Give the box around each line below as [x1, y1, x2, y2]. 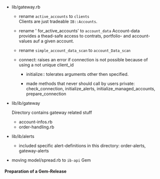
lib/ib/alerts [11, 134, 34, 139]
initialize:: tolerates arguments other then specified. [26, 71, 129, 77]
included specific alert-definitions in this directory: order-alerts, [18, 143, 146, 149]
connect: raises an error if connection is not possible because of [18, 57, 148, 62]
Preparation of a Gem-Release [4, 168, 67, 174]
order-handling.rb [18, 124, 54, 130]
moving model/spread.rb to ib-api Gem [11, 157, 91, 163]
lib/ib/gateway [11, 100, 40, 106]
